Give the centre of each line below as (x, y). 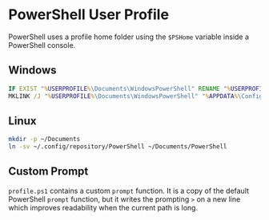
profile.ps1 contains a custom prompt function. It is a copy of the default (129, 191)
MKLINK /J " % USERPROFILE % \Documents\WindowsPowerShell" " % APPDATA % (123, 96)
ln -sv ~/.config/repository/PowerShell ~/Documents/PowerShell (118, 147)
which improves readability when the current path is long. (103, 207)
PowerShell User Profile (89, 15)
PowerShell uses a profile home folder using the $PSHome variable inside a (129, 37)
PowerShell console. (42, 45)
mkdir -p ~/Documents (44, 139)
